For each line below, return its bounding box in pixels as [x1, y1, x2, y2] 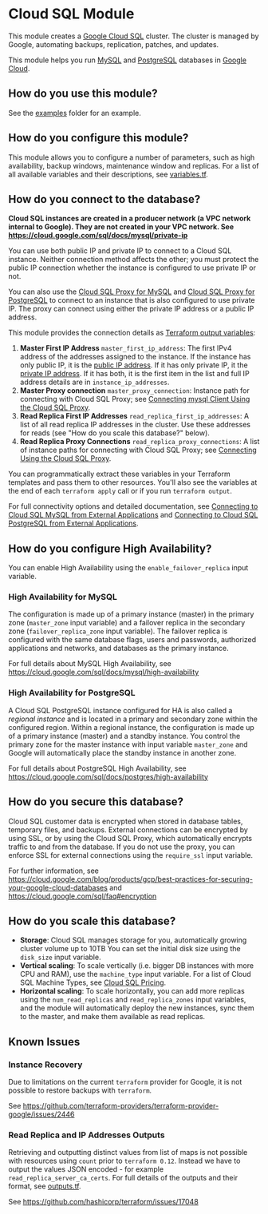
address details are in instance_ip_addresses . [19, 377, 170, 387]
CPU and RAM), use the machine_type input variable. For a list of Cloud [19, 970, 251, 979]
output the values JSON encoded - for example [8, 1164, 164, 1174]
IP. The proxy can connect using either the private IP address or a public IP [8, 304, 254, 314]
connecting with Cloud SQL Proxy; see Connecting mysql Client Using [19, 395, 250, 404]
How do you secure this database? [8, 795, 183, 809]
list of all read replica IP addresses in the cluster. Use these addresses [19, 420, 251, 430]
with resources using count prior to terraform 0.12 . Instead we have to [8, 1156, 241, 1166]
